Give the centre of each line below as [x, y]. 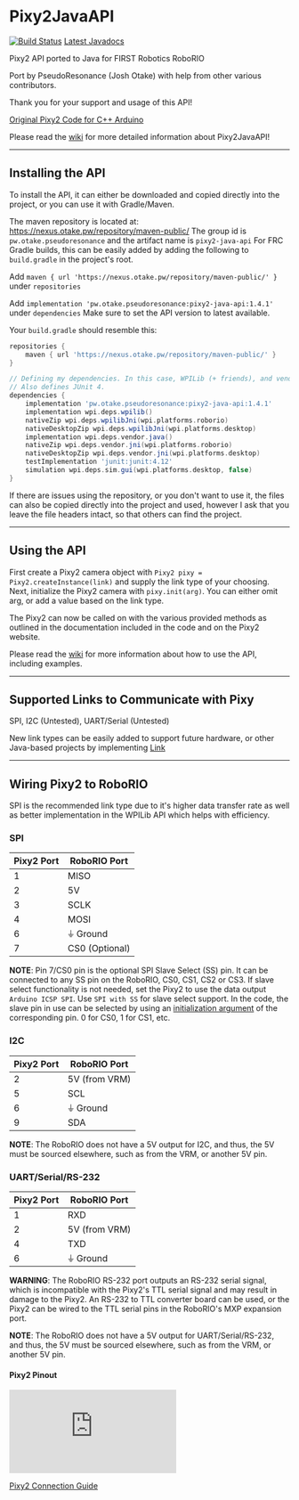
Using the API [48, 551]
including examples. [46, 663]
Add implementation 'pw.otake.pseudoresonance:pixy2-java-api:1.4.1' [141, 303]
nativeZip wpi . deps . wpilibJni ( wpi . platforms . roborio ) [127, 420]
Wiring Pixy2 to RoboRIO [79, 784]
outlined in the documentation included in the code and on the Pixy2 [134, 627]
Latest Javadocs [94, 41]
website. [25, 636]
